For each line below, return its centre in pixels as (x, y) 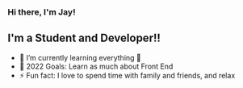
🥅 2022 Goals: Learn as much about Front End (96, 66)
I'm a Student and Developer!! (84, 38)
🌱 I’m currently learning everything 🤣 (80, 57)
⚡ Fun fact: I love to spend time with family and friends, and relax (127, 75)
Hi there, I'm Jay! (42, 12)
